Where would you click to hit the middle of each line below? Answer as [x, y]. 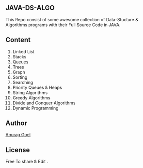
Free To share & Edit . [27, 162]
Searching [23, 82]
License [18, 150]
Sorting [20, 77]
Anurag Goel [18, 135]
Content [18, 40]
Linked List [23, 51]
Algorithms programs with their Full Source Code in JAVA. [63, 25]
